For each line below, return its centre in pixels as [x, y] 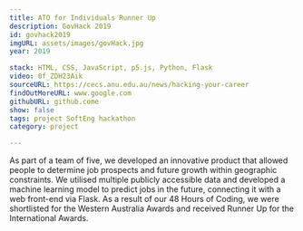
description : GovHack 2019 [60, 26]
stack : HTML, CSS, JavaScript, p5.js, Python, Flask [111, 68]
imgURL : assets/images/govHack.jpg [77, 43]
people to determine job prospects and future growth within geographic [143, 170]
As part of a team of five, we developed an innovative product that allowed [149, 160]
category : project [44, 127]
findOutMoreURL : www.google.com [70, 93]
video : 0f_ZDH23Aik [46, 77]
